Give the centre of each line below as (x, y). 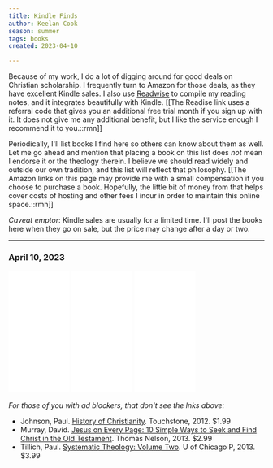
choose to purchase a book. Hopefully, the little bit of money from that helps (136, 187)
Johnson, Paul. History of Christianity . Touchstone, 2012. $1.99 (126, 421)
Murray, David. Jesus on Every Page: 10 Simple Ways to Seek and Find (139, 430)
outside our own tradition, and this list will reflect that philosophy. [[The (128, 170)
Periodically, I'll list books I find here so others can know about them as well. (136, 144)
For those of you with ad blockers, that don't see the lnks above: (117, 405)
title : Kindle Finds (43, 16)
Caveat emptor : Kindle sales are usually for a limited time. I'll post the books (136, 220)
